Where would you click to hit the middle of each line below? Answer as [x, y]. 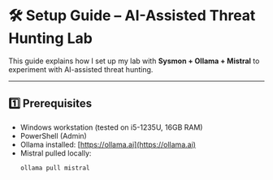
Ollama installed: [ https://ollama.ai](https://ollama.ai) [108, 144]
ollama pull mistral [55, 168]
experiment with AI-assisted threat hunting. [81, 69]
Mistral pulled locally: [56, 153]
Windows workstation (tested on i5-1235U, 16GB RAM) [111, 127]
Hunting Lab [51, 39]
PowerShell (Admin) [53, 135]
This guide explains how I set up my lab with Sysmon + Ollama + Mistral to [134, 61]
